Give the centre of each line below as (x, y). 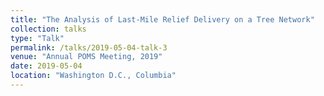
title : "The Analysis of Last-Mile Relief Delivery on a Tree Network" (162, 19)
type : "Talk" (37, 38)
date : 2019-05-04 (46, 66)
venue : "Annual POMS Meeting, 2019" (86, 57)
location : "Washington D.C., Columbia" (93, 76)
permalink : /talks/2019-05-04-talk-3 (89, 47)
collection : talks (48, 29)
